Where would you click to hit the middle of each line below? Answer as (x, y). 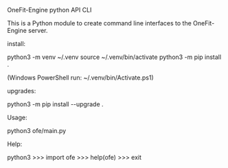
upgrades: (22, 91)
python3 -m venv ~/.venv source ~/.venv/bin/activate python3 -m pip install (114, 57)
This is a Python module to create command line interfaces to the (100, 23)
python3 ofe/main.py (37, 131)
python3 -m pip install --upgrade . (56, 104)
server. (38, 31)
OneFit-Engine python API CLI (49, 10)
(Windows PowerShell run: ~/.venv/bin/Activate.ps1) (80, 77)
